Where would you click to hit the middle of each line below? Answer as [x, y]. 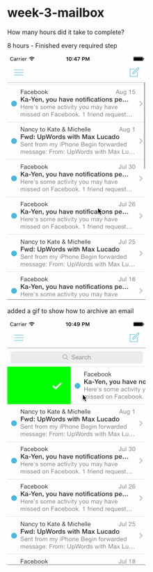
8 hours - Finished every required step [62, 45]
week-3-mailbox [56, 13]
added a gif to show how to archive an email [71, 310]
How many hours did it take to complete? [66, 32]
